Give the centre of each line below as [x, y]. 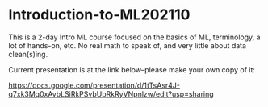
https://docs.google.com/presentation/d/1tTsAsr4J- [94, 85]
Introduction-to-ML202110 [99, 15]
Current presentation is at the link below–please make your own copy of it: [132, 69]
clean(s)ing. [28, 54]
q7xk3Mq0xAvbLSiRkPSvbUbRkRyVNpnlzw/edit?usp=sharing [111, 93]
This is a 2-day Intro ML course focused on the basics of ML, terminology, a [134, 37]
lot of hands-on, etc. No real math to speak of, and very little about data [128, 45]
